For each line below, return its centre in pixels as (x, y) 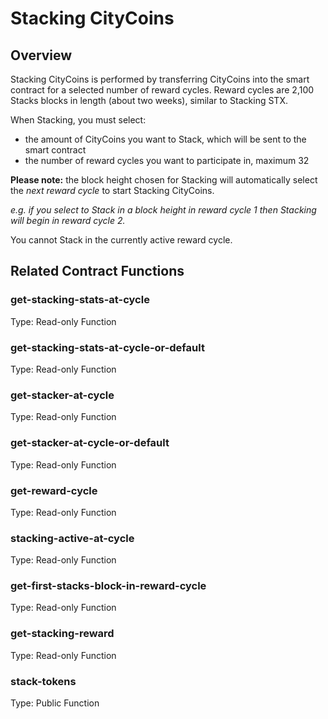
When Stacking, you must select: (78, 120)
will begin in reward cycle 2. (68, 220)
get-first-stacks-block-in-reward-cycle (108, 586)
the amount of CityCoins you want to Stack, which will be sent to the (165, 139)
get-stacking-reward (62, 634)
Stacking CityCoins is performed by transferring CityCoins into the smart (160, 79)
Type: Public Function (55, 703)
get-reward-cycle (54, 490)
